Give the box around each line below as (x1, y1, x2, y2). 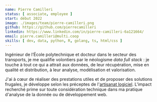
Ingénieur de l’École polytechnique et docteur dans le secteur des (5, 51, 137, 57)
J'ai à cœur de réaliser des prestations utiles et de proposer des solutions (5, 76, 153, 82)
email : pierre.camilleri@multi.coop (5, 34, 79, 39)
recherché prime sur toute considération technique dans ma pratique (5, 86, 143, 92)
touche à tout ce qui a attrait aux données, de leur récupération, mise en (5, 62, 149, 67)
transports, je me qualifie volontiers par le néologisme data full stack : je (5, 56, 150, 63)
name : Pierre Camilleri (5, 7, 53, 12)
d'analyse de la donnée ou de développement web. (5, 91, 108, 97)
